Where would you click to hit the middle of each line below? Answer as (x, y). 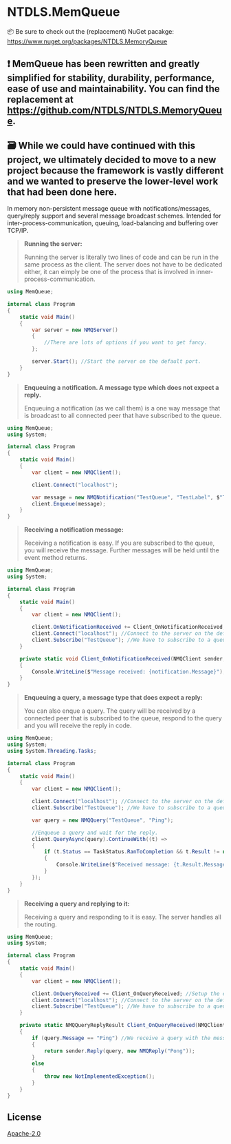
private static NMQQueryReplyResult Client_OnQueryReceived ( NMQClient (123, 1026)
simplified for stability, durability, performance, (111, 78)
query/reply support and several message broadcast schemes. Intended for (114, 216)
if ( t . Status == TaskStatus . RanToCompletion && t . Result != (132, 852)
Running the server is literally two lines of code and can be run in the (121, 257)
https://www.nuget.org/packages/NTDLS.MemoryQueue (87, 41)
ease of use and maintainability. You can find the (113, 89)
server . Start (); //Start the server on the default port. (117, 362)
